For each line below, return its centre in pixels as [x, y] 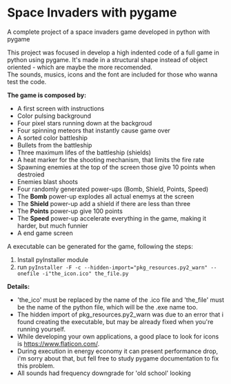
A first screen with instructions [61, 108]
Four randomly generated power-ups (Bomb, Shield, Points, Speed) [113, 189]
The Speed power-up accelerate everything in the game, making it [112, 218]
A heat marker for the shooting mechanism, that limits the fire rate [111, 159]
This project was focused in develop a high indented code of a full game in [113, 52]
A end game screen [45, 233]
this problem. [36, 365]
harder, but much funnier [52, 225]
